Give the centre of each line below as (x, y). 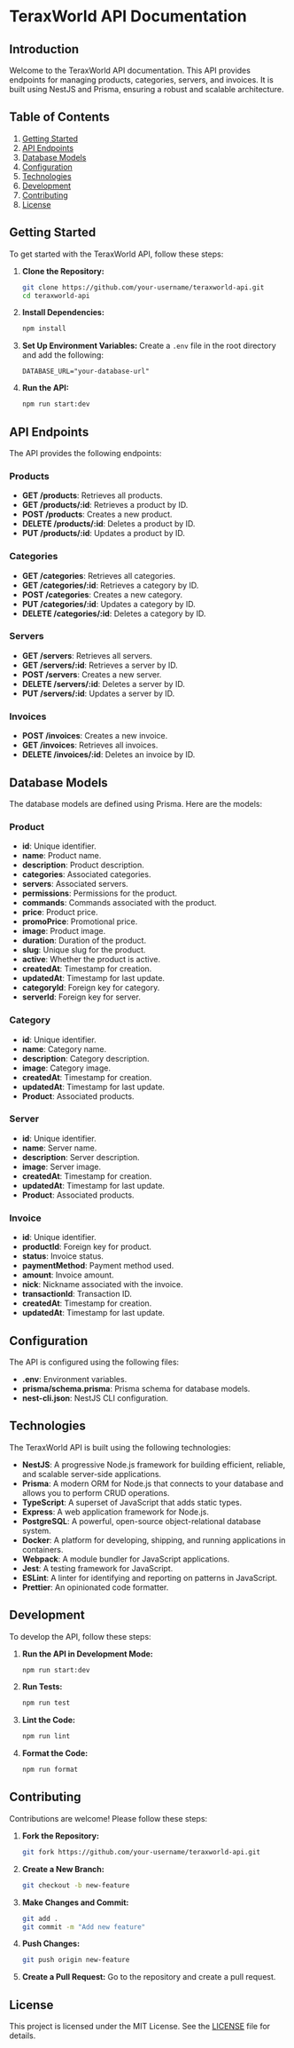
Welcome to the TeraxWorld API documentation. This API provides (130, 70)
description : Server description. (81, 1157)
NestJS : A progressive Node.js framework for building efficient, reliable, (154, 1464)
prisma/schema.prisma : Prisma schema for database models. (136, 1388)
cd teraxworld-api (56, 296)
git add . (40, 1918)
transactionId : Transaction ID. (77, 1294)
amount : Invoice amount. (68, 1275)
